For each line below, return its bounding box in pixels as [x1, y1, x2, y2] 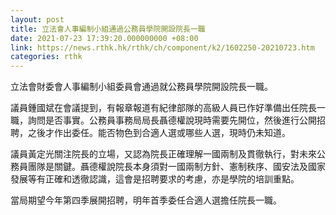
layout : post [10, 14, 65, 25]
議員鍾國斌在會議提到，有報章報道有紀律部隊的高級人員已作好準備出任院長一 [10, 102, 326, 114]
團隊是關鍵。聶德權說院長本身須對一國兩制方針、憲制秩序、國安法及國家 [27, 161, 326, 173]
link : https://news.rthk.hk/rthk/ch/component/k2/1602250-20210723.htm [10, 42, 315, 53]
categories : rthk [10, 52, 83, 62]
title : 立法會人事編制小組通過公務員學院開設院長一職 [10, 24, 206, 34]
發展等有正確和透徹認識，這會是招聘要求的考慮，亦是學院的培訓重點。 [10, 173, 300, 185]
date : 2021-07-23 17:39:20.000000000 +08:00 [10, 33, 199, 43]
